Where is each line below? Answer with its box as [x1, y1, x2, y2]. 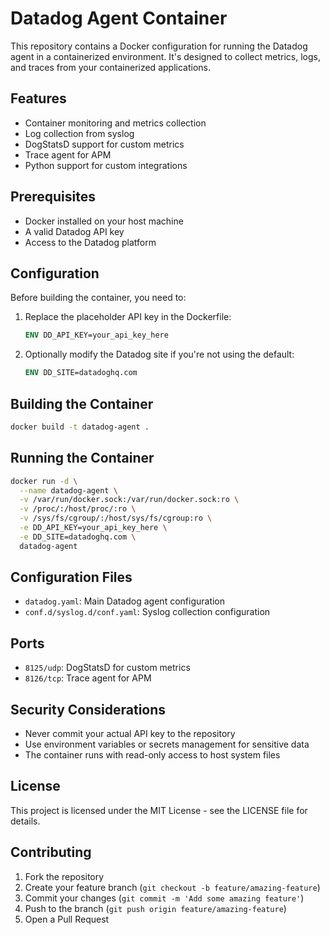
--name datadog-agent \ [19, 485, 118, 496]
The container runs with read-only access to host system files [24, 749, 281, 761]
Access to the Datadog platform [24, 236, 157, 248]
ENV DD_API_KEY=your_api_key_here [24, 330, 169, 341]
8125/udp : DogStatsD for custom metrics [24, 662, 191, 674]
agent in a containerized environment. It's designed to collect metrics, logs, [10, 50, 321, 62]
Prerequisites [10, 188, 96, 206]
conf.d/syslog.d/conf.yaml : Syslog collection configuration [24, 606, 271, 618]
